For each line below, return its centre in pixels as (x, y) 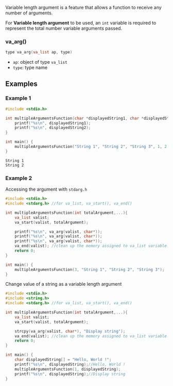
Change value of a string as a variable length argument (64, 284)
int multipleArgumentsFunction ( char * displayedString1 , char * (75, 118)
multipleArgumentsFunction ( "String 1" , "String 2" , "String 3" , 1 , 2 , (92, 147)
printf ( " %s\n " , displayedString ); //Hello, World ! (70, 364)
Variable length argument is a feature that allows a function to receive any (84, 7)
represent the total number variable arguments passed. (64, 28)
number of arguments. (29, 13)
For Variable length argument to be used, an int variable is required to (81, 23)
